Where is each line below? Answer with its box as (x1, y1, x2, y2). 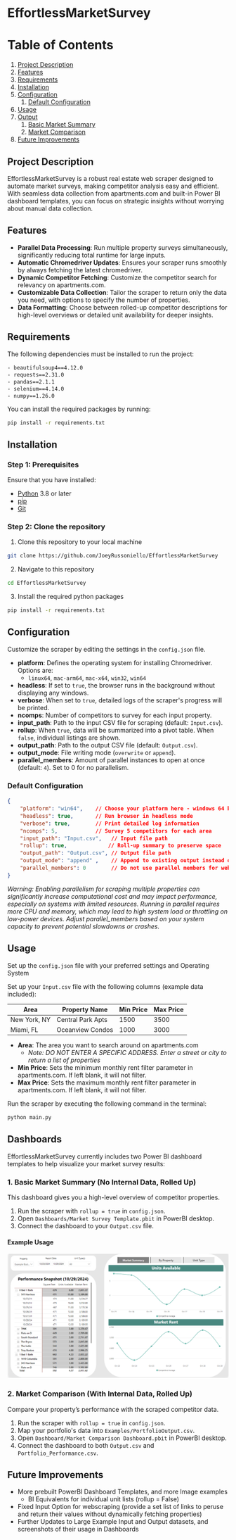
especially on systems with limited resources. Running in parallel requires (7, 900, 220, 908)
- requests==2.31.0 (7, 371, 65, 378)
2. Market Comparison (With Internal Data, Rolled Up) (7, 1389, 193, 1399)
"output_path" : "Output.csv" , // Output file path (20, 850, 171, 857)
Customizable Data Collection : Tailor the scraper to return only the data (17, 288, 227, 296)
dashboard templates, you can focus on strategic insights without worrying (7, 196, 225, 205)
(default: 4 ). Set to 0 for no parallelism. (17, 763, 129, 771)
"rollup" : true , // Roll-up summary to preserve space (20, 842, 221, 850)
